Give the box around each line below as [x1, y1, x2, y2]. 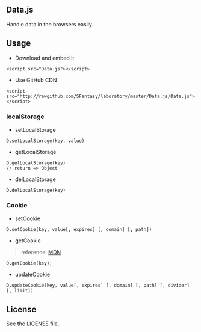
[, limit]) [6, 288, 34, 294]
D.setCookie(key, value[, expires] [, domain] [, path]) [6, 227, 152, 233]
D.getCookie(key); [6, 260, 52, 266]
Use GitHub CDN [14, 76, 57, 84]
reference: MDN [20, 249, 61, 256]
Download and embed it [14, 54, 75, 61]
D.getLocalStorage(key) [6, 159, 66, 166]
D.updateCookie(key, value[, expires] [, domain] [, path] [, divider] [6, 283, 190, 289]
